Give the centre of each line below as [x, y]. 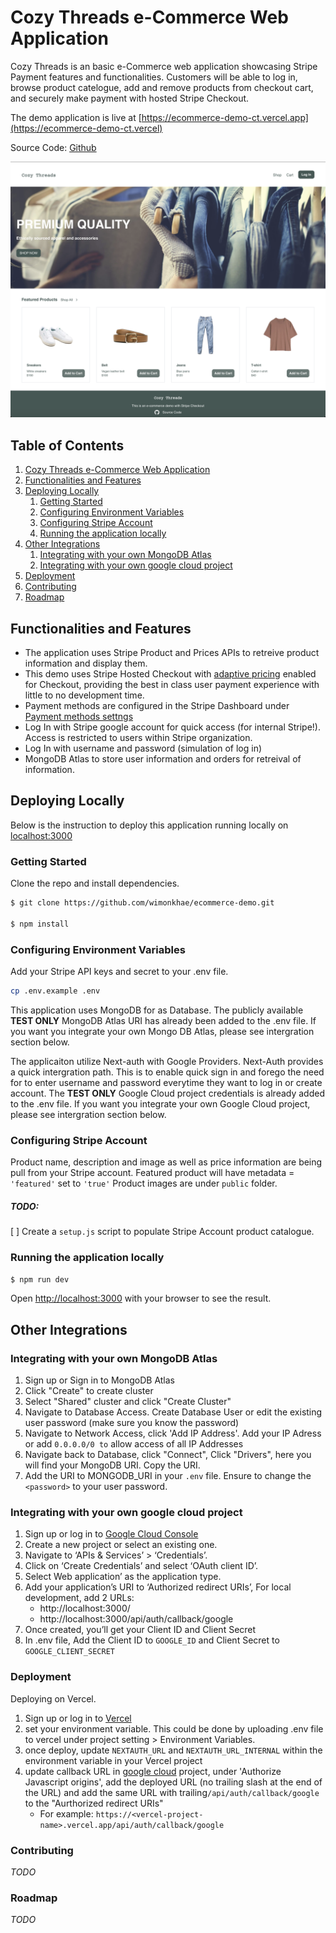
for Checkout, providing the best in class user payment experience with [172, 685]
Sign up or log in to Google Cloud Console [111, 1534]
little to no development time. [84, 695]
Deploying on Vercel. [53, 1698]
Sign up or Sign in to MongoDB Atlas [99, 1380]
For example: [66, 1813]
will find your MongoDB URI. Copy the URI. [112, 1465]
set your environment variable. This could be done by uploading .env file [174, 1728]
